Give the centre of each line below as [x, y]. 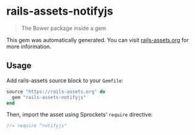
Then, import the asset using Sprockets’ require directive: [80, 115]
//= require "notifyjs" [37, 126]
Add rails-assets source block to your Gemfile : [65, 80]
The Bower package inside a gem [63, 28]
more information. [29, 46]
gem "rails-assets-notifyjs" [49, 97]
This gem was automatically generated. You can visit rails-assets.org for [97, 40]
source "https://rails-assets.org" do [56, 92]
